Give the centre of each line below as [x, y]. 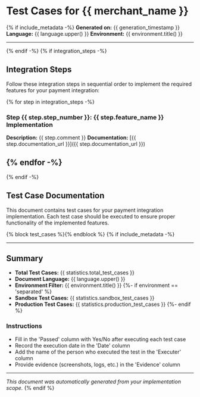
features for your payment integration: [53, 90]
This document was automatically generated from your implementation [94, 382]
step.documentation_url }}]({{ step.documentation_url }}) [76, 144]
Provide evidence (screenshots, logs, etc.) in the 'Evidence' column [97, 364]
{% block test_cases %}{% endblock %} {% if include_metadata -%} [90, 234]
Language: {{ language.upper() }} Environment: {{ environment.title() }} [95, 33]
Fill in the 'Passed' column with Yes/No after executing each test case [100, 339]
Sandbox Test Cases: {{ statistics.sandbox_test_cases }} [85, 298]
